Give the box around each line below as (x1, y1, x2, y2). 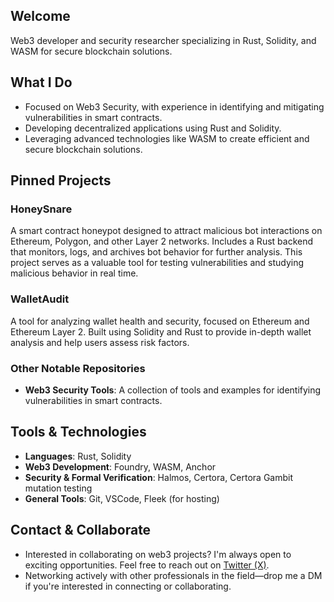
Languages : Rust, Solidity (24, 450, 132, 462)
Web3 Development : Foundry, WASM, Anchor (24, 460, 217, 473)
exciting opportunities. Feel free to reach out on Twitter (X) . (24, 559, 270, 571)
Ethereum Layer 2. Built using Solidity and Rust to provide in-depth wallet (10, 325, 312, 338)
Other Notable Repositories (10, 361, 146, 375)
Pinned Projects (10, 172, 112, 189)
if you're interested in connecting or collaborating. (24, 580, 232, 592)
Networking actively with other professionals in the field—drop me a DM (24, 569, 323, 581)
